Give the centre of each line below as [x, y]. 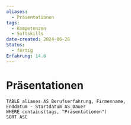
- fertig [22, 51]
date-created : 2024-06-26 [38, 39]
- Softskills [28, 34]
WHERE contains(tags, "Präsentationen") [57, 112]
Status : [16, 45]
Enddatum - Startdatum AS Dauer [46, 107]
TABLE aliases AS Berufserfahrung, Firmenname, [66, 101]
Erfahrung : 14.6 [26, 56]
